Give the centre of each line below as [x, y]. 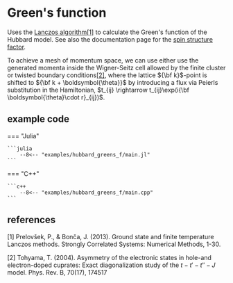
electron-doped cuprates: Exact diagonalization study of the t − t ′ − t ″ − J [111, 265]
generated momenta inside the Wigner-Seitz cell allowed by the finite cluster [116, 67]
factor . [17, 47]
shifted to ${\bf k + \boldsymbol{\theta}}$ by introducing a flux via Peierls [113, 82]
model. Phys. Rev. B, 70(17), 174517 [57, 272]
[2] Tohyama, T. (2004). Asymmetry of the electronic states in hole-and [109, 257]
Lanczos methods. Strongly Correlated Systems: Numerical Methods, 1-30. [114, 244]
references [32, 220]
